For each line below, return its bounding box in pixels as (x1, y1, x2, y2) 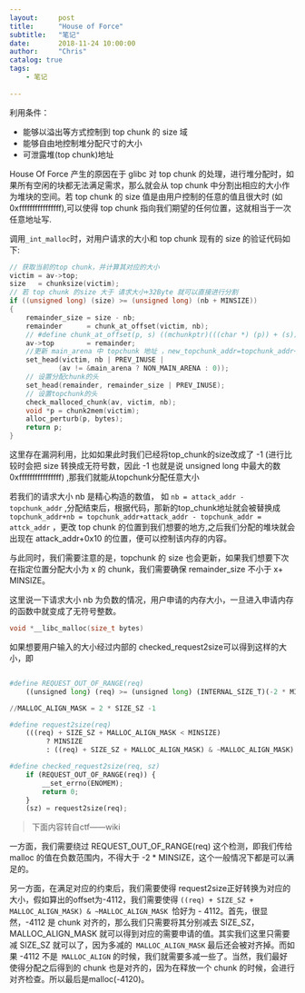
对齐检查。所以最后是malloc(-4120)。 (9, 974, 150, 985)
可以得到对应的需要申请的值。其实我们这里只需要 (107, 928, 290, 939)
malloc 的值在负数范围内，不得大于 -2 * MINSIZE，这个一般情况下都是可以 (9, 852, 287, 863)
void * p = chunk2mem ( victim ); (25, 406, 141, 415)
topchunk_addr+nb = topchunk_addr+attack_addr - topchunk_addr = (9, 512, 261, 521)
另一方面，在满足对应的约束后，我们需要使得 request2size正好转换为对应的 (9, 883, 291, 894)
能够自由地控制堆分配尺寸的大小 (22, 137, 143, 148)
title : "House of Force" (9, 22, 124, 31)
